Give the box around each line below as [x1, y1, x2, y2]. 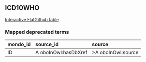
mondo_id [7, 41, 31, 48]
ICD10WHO [5, 4, 40, 12]
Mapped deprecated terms [5, 28, 69, 35]
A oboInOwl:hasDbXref [35, 49, 88, 56]
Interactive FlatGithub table [5, 16, 59, 22]
